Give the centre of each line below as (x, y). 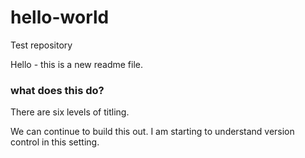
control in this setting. (55, 142)
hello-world (60, 17)
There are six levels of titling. (70, 112)
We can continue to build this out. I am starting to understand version (152, 132)
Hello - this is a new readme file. (77, 64)
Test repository (41, 45)
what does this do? (57, 90)
